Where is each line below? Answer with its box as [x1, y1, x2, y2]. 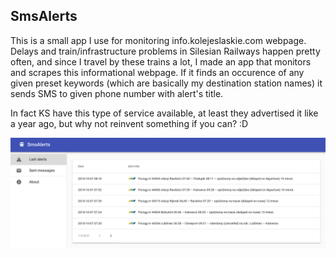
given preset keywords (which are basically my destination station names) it [10, 77, 323, 89]
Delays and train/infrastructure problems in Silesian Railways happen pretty [10, 45, 321, 57]
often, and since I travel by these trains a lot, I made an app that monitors [10, 55, 312, 68]
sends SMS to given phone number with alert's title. [10, 87, 224, 99]
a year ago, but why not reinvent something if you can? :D [10, 117, 249, 129]
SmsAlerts [10, 8, 78, 25]
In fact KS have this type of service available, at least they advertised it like [10, 107, 319, 119]
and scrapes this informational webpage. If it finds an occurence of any [10, 66, 305, 78]
